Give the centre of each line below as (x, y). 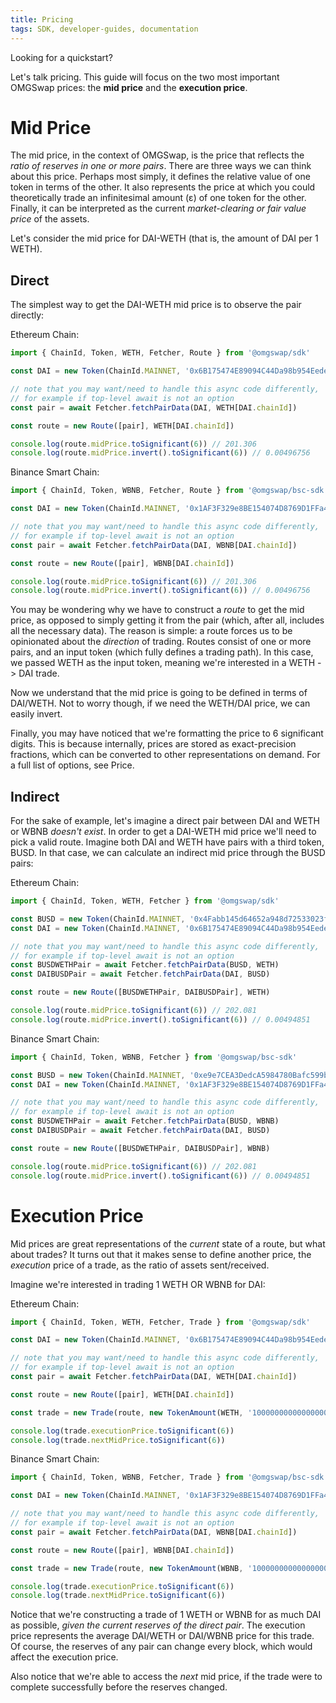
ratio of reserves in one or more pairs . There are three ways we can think (161, 166)
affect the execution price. (64, 1657)
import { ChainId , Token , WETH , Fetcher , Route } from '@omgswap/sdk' (160, 353)
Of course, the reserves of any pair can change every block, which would (161, 1647)
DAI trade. (39, 673)
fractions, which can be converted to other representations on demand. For (165, 755)
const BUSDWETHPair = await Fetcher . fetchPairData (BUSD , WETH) (145, 965)
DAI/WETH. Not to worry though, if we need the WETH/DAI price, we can (160, 703)
